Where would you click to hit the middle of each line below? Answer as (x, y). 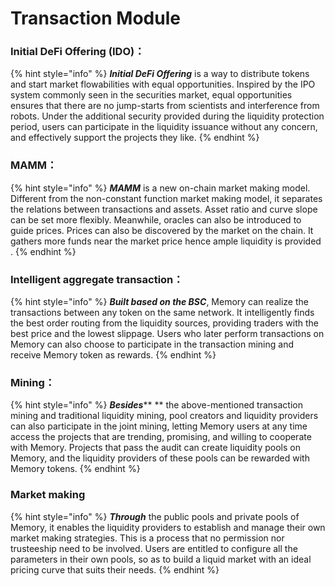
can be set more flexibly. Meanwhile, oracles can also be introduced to (156, 219)
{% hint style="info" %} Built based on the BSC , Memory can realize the (159, 302)
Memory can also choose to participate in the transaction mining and (152, 344)
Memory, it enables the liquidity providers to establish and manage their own (168, 527)
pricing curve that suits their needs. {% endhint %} (115, 569)
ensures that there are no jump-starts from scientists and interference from (165, 106)
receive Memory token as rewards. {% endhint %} (113, 355)
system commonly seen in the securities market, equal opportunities (151, 95)
